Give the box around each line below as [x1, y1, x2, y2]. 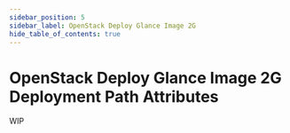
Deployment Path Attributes [9, 86, 219, 106]
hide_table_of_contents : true [9, 29, 121, 38]
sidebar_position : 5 [9, 12, 86, 22]
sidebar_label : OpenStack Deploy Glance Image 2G [9, 21, 197, 30]
